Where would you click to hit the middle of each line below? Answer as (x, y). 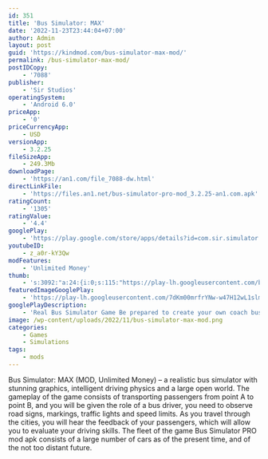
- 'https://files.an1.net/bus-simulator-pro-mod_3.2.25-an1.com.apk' (141, 194)
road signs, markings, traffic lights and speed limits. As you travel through (130, 413)
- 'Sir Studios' (50, 90)
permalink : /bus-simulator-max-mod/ (69, 61)
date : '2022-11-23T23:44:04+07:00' (67, 30)
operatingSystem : (37, 97)
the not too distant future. (50, 447)
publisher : (26, 82)
